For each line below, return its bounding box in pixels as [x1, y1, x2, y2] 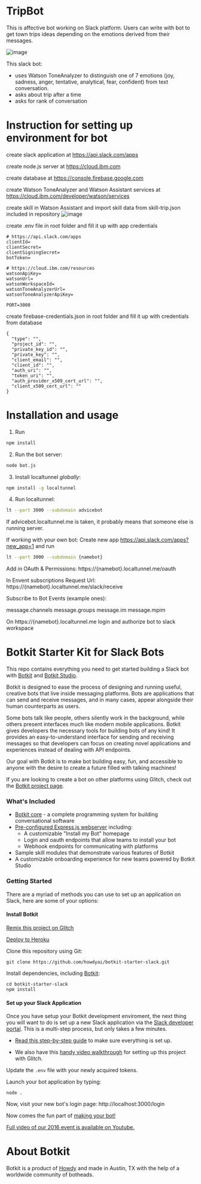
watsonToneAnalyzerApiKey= [6, 291, 74, 298]
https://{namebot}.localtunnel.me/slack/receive [6, 583, 123, 590]
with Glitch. [14, 1055, 43, 1062]
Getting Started [6, 877, 52, 885]
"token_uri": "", [11, 373, 55, 379]
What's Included [6, 798, 56, 806]
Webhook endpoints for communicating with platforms [23, 843, 159, 850]
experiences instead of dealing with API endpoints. [6, 746, 132, 754]
